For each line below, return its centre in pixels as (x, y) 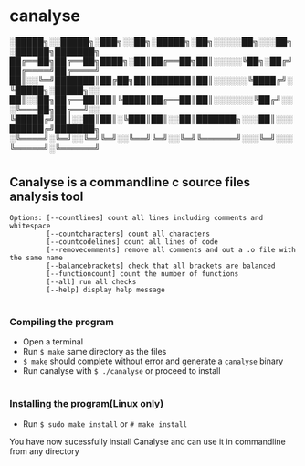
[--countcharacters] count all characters (128, 234)
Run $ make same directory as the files (95, 352)
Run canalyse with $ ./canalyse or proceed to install (121, 371)
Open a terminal (53, 342)
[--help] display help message (106, 290)
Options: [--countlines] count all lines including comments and (136, 217)
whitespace (30, 226)
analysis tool (47, 197)
